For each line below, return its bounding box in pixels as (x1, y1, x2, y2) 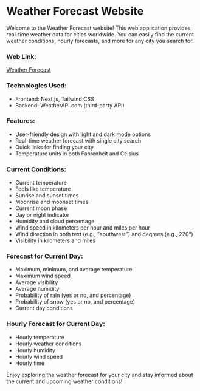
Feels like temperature (15, 185, 71, 192)
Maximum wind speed (15, 272, 71, 280)
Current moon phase (15, 205, 67, 212)
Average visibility (15, 279, 58, 286)
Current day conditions (15, 305, 73, 312)
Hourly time (15, 359, 45, 367)
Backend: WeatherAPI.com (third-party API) (15, 101, 125, 109)
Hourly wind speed (15, 353, 63, 360)
